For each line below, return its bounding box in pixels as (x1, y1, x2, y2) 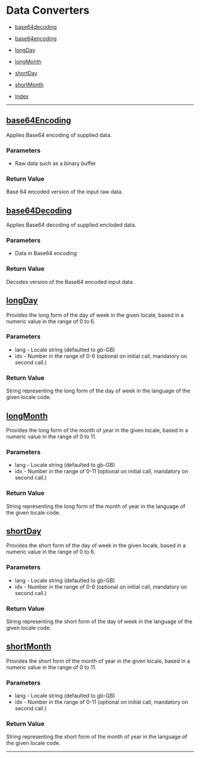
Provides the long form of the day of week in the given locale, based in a (6, 311, 184, 318)
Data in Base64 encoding (14, 250, 77, 257)
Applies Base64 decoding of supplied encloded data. (6, 221, 137, 228)
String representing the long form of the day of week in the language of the (6, 387, 190, 394)
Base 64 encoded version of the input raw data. (6, 188, 123, 196)
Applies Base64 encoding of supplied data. (6, 131, 112, 138)
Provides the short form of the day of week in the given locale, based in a (6, 542, 186, 549)
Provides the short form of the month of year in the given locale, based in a (6, 657, 190, 664)
